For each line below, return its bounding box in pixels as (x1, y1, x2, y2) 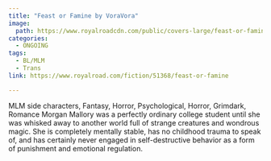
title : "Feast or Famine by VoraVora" (8, 11, 139, 20)
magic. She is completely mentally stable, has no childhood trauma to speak (8, 126, 261, 136)
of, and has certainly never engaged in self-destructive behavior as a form (8, 134, 256, 145)
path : (15, 27, 35, 35)
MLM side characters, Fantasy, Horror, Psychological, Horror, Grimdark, (8, 101, 247, 110)
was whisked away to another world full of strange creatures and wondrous (8, 118, 260, 127)
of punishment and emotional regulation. (8, 143, 144, 153)
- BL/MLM (15, 57, 45, 65)
